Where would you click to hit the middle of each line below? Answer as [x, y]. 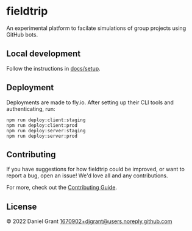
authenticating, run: [31, 108]
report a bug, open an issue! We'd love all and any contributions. [87, 176]
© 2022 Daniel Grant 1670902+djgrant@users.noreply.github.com [89, 221]
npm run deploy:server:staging [46, 130]
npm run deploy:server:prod [42, 136]
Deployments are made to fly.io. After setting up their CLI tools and [90, 102]
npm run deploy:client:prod [42, 125]
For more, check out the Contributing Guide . [62, 188]
